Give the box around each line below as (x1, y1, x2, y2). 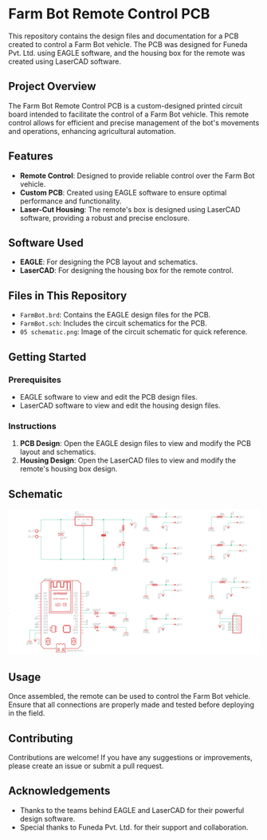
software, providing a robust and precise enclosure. (19, 213, 190, 223)
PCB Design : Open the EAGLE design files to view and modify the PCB (19, 439, 251, 448)
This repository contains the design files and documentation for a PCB (8, 31, 239, 41)
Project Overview (8, 80, 96, 93)
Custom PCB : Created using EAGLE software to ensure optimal (19, 187, 227, 197)
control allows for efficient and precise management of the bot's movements (8, 117, 260, 128)
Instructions (8, 420, 57, 432)
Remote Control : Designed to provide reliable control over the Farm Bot (19, 171, 255, 180)
